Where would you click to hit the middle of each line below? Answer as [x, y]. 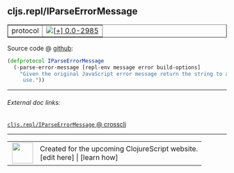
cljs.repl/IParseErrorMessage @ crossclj [67, 124]
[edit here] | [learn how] [79, 157]
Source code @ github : [40, 48]
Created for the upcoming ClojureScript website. [119, 149]
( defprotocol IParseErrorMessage [56, 61]
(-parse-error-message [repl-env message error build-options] [107, 67]
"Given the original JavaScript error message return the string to [121, 74]
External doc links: [34, 102]
